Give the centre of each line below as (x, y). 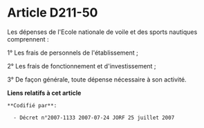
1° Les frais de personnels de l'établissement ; (73, 53)
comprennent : (28, 39)
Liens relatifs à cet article (44, 93)
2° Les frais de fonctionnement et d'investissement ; (82, 66)
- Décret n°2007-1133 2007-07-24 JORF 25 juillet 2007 (94, 118)
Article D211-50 (53, 13)
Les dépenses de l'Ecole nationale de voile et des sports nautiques (102, 32)
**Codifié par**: (32, 105)
